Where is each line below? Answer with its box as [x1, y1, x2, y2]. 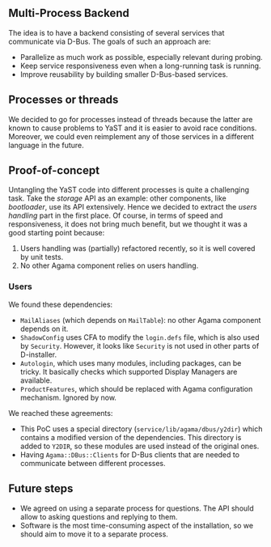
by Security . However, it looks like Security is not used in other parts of [19, 341, 260, 350]
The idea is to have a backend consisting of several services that [8, 28, 225, 37]
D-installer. [19, 350, 57, 359]
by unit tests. [19, 252, 64, 262]
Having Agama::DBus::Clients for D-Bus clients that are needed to [19, 449, 240, 460]
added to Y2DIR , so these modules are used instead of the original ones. [19, 441, 260, 451]
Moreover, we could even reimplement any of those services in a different [8, 131, 255, 141]
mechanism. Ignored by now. [19, 392, 117, 402]
